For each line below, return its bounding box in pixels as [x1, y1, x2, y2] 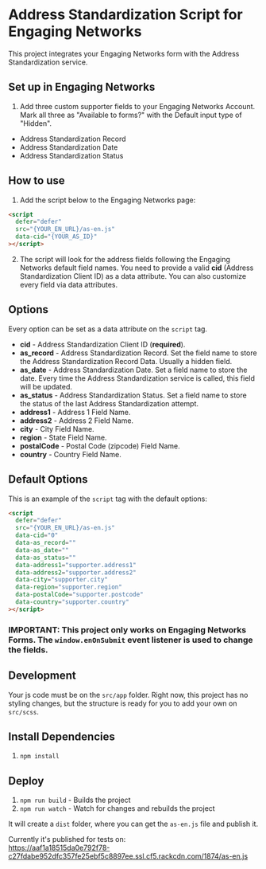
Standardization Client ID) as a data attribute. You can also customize [19, 271, 247, 280]
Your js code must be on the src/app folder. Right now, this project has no [8, 690, 249, 699]
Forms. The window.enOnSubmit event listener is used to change [8, 634, 253, 645]
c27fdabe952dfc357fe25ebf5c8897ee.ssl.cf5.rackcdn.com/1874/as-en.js [8, 851, 249, 861]
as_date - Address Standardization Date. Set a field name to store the [19, 365, 248, 374]
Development [8, 669, 77, 683]
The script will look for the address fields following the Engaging [19, 254, 230, 264]
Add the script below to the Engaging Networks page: [19, 195, 196, 205]
